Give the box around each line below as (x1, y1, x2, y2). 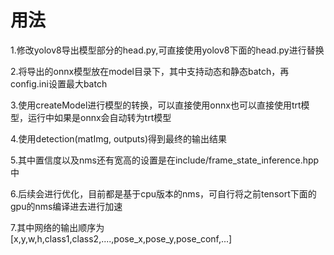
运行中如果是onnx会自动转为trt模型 (27, 111, 172, 123)
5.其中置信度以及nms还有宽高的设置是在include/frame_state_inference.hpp (10, 154, 320, 166)
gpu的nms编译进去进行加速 (10, 200, 123, 212)
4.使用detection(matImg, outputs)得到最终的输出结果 (10, 132, 228, 145)
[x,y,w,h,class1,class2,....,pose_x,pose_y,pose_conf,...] (10, 232, 233, 245)
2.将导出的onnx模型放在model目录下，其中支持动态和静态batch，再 (10, 65, 290, 77)
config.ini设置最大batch (10, 77, 108, 90)
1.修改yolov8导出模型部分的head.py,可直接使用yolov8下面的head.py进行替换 (10, 44, 325, 56)
